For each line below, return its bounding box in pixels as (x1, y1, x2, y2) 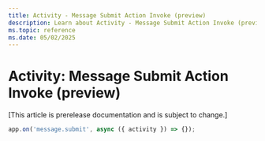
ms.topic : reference (8, 26, 77, 34)
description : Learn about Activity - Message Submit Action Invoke (8, 19, 235, 27)
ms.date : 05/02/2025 (8, 33, 77, 42)
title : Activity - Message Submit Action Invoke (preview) (8, 11, 207, 20)
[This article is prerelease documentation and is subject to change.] (8, 110, 228, 120)
